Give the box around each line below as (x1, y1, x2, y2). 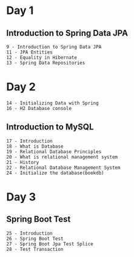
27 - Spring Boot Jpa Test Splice (6, 241, 94, 247)
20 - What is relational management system (6, 154, 118, 160)
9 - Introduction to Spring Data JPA (6, 44, 102, 50)
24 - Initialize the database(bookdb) (6, 170, 104, 176)
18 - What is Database (6, 143, 64, 149)
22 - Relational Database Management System (6, 165, 121, 171)
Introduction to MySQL (6, 122, 94, 132)
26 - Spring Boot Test (6, 235, 64, 242)
